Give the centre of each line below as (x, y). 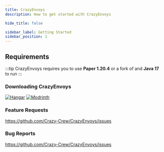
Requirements (27, 57)
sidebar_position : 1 (26, 37)
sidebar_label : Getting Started (38, 32)
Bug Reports (20, 134)
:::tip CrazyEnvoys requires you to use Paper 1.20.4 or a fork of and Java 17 (82, 68)
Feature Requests (27, 110)
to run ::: (14, 74)
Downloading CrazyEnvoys (38, 86)
